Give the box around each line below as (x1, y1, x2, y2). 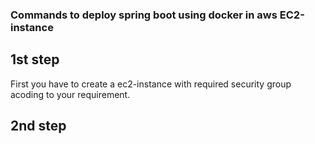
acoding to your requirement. (10, 88, 131, 100)
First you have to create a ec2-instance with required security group (10, 78, 292, 90)
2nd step (10, 118, 67, 135)
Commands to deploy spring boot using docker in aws (10, 8, 278, 22)
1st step (10, 51, 60, 68)
